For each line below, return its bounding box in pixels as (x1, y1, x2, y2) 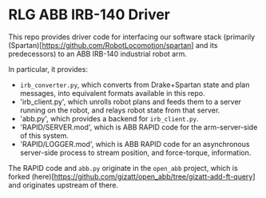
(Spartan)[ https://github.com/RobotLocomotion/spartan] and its (8, 40, 218, 49)
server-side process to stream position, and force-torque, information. (19, 148, 252, 157)
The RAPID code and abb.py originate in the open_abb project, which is (8, 163, 238, 172)
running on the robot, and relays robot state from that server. (19, 105, 220, 115)
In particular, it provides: (8, 64, 88, 73)
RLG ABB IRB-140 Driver (8, 6, 170, 24)
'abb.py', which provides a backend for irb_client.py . (19, 113, 199, 123)
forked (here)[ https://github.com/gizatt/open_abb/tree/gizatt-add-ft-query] (8, 172, 256, 181)
